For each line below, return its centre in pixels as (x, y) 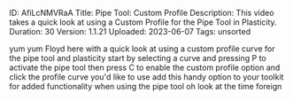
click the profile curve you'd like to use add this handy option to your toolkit (146, 77)
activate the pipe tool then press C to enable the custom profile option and (145, 67)
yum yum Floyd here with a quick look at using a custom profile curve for (142, 49)
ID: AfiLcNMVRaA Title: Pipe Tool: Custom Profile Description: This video (142, 13)
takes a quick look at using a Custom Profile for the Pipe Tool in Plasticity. (143, 22)
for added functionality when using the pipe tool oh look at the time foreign (146, 86)
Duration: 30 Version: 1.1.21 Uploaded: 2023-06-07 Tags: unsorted (130, 31)
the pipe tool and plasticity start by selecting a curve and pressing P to (138, 58)
